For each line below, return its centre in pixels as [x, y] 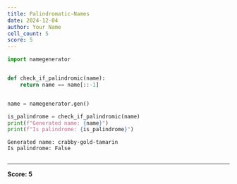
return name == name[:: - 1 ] [60, 85]
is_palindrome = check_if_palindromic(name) [74, 116]
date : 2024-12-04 [33, 20]
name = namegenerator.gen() [49, 104]
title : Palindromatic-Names [49, 14]
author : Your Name [34, 27]
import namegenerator [39, 60]
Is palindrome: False [39, 149]
